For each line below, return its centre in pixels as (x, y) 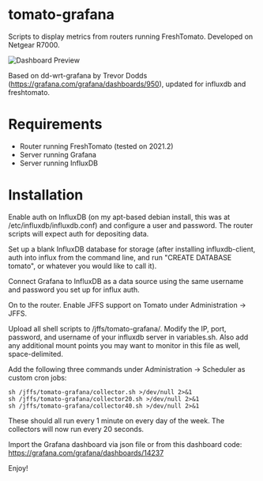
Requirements (55, 125)
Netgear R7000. (34, 44)
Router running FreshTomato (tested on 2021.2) (96, 146)
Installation (46, 195)
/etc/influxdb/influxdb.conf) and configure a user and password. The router (131, 225)
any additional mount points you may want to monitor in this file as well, (124, 345)
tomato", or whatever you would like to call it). (83, 266)
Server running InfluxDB (59, 163)
